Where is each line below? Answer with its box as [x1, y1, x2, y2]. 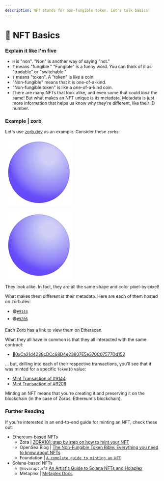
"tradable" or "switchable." [12, 69, 67, 75]
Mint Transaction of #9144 [12, 376, 66, 382]
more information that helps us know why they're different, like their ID [12, 100, 155, 106]
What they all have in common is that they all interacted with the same [5, 337, 147, 342]
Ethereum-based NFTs [12, 434, 58, 440]
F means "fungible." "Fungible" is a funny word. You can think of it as [12, 64, 152, 70]
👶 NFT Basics [5, 29, 60, 41]
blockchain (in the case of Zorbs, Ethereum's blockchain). [5, 396, 122, 401]
